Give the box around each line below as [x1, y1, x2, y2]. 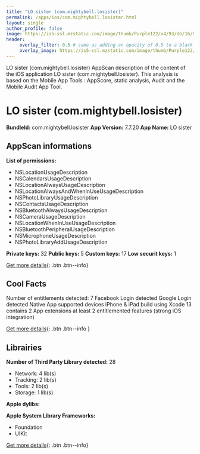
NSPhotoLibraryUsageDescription [14, 194, 98, 201]
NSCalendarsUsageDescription [14, 174, 92, 182]
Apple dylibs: [6, 401, 40, 408]
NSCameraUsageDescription [14, 213, 86, 220]
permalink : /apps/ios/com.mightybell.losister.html [6, 14, 137, 20]
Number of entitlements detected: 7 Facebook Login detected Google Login [6, 295, 192, 302]
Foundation [14, 424, 43, 431]
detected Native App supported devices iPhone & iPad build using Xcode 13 [6, 301, 192, 308]
